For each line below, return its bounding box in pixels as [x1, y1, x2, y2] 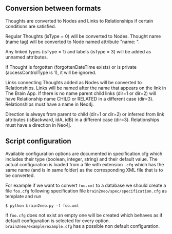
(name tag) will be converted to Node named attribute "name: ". [5, 38, 140, 45]
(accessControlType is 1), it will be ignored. [5, 69, 97, 75]
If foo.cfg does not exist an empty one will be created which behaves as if [5, 212, 163, 218]
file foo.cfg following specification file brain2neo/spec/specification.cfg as [5, 187, 167, 194]
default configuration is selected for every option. [5, 218, 110, 224]
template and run [5, 193, 42, 199]
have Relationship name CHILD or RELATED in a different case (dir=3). [5, 95, 154, 102]
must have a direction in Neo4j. [5, 122, 71, 128]
